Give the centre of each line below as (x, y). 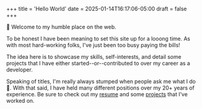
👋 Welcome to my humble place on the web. (61, 27)
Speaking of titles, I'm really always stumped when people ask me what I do (101, 81)
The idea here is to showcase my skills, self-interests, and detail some (94, 57)
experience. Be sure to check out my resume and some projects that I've (97, 94)
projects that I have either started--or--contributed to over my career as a (98, 63)
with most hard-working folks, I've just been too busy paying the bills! (93, 45)
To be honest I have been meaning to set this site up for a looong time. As (98, 38)
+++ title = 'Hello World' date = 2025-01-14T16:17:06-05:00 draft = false (96, 9)
